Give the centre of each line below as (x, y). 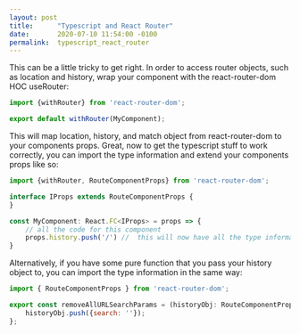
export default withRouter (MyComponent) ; (87, 119)
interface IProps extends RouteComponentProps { (101, 197)
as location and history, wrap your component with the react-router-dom (143, 77)
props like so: (34, 164)
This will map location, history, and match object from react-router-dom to (146, 136)
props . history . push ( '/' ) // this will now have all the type (143, 238)
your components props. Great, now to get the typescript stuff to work (138, 145)
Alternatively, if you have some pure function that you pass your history (141, 263)
